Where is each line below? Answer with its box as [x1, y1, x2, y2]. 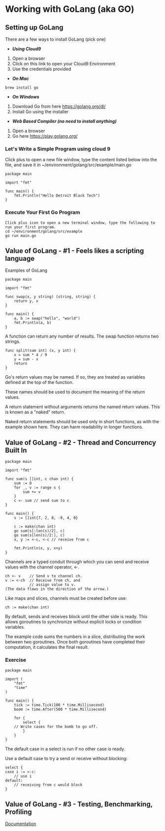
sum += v [23, 489, 41, 494]
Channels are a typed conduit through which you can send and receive [5, 559, 149, 565]
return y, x [14, 298, 38, 304]
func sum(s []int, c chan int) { [5, 477, 74, 482]
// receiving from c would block [14, 782, 83, 787]
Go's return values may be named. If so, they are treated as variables [5, 374, 145, 380]
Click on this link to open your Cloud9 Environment [12, 61, 116, 66]
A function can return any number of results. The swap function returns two [5, 333, 159, 340]
